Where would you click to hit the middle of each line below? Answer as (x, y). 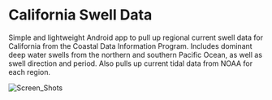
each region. (30, 72)
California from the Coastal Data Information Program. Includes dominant (131, 46)
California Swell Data (80, 15)
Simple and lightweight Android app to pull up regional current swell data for (136, 37)
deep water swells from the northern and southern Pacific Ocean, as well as (135, 54)
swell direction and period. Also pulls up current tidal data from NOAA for (131, 63)
